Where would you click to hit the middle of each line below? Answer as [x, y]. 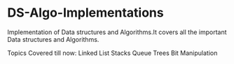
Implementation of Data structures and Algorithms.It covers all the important [117, 32]
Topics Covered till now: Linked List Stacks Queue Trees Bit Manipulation [112, 53]
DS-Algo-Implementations [85, 13]
